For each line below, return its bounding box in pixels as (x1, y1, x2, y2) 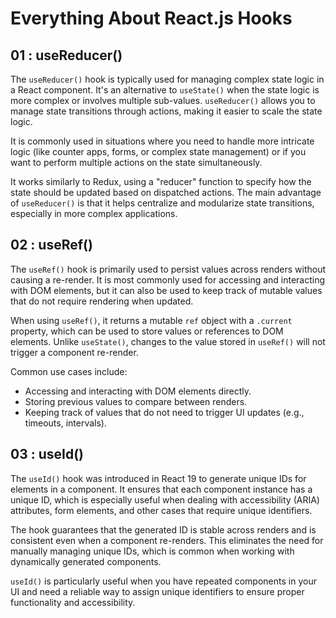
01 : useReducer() (10, 47, 123, 64)
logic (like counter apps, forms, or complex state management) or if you (10, 146, 307, 157)
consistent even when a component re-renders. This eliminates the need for (10, 534, 324, 546)
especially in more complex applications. (10, 208, 178, 219)
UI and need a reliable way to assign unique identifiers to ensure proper (10, 585, 305, 597)
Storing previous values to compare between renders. (24, 395, 248, 407)
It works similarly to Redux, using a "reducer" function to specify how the (10, 176, 312, 187)
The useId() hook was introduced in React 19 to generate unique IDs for (10, 472, 307, 484)
